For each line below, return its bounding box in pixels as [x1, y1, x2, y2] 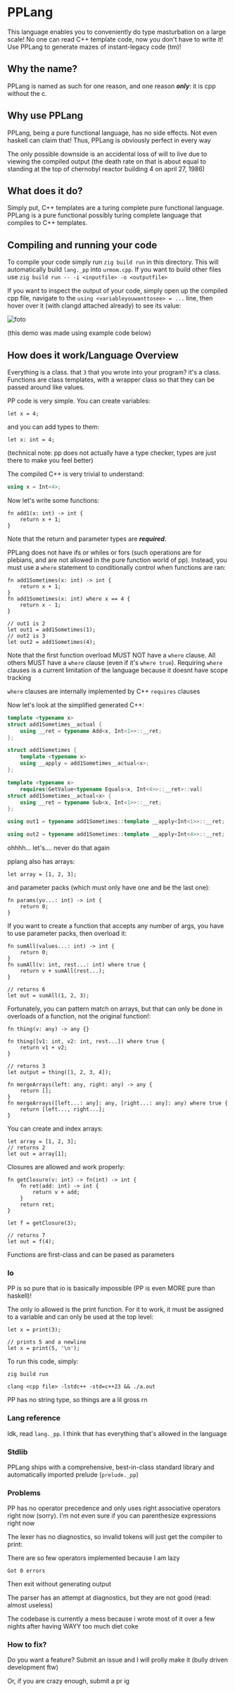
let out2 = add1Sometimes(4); [7, 638, 96, 645]
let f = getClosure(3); [7, 1219, 77, 1227]
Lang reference [7, 1413, 61, 1423]
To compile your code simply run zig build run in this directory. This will [7, 258, 220, 267]
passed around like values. [7, 383, 85, 391]
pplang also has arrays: [7, 858, 75, 865]
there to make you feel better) [7, 456, 94, 464]
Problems [7, 1487, 41, 1497]
